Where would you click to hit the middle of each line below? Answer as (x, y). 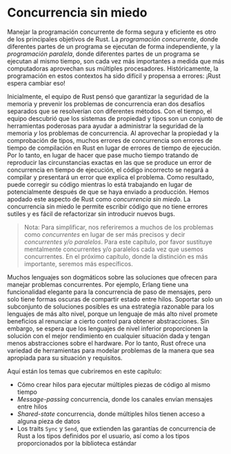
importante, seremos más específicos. (78, 264)
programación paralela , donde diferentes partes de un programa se (103, 54)
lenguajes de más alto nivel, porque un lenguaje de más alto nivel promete (113, 314)
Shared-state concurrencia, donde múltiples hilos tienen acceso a (111, 414)
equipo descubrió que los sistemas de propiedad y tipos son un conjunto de (115, 118)
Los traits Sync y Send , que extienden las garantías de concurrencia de (116, 428)
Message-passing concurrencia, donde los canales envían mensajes (115, 399)
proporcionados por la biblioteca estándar (77, 443)
